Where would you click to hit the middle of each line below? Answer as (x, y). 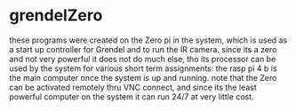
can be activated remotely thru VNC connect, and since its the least (133, 87)
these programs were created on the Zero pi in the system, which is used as (148, 40)
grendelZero (56, 16)
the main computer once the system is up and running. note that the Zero (143, 77)
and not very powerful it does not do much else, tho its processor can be (143, 59)
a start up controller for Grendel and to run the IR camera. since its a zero (143, 49)
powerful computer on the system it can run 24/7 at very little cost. (132, 96)
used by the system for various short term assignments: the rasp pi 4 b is (143, 68)
